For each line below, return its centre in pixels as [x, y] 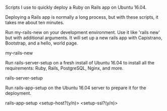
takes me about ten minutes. [35, 23]
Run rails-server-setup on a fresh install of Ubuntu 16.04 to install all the [80, 63]
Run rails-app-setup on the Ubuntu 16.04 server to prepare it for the [76, 88]
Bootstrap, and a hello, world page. [42, 43]
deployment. [18, 93]
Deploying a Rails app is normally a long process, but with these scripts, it [82, 17]
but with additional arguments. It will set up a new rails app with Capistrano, [84, 38]
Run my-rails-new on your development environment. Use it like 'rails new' [83, 32]
